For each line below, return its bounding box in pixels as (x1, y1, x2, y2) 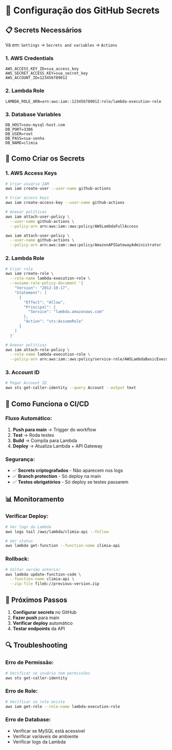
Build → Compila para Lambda (12, 437, 78, 444)
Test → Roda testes (12, 432, 55, 438)
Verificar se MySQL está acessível (12, 727, 85, 734)
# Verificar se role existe (5, 699, 66, 704)
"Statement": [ (14, 290, 47, 295)
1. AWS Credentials (5, 54, 54, 62)
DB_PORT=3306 (5, 127, 33, 132)
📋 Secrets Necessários (5, 26, 82, 34)
